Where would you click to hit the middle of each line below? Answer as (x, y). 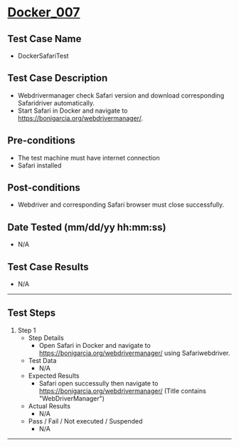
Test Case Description (58, 78)
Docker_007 (44, 12)
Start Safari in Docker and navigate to (73, 111)
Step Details (46, 338)
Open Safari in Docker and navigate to (95, 345)
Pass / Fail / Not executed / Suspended (85, 421)
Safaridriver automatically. (56, 103)
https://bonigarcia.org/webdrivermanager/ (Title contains (122, 391)
